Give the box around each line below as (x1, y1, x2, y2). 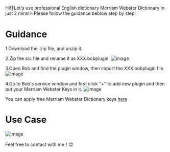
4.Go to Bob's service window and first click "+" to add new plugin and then (5, 80, 165, 86)
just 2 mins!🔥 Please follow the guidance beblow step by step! (5, 10, 136, 16)
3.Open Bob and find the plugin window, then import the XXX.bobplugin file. (5, 65, 165, 71)
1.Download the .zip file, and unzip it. (5, 45, 83, 51)
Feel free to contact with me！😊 (5, 141, 74, 147)
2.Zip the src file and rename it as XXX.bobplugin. (5, 55, 110, 61)
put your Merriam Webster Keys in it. (5, 86, 83, 92)
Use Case (5, 114, 47, 125)
